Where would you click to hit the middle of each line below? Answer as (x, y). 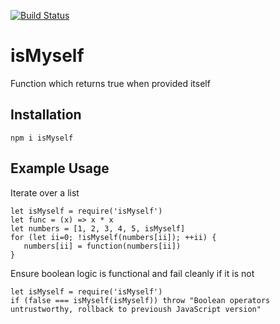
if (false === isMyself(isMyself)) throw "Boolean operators (140, 300)
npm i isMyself (42, 138)
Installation (46, 115)
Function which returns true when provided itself (110, 83)
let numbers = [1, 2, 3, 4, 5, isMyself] (98, 228)
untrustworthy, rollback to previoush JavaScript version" (136, 309)
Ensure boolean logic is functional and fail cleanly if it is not (132, 273)
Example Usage (60, 168)
